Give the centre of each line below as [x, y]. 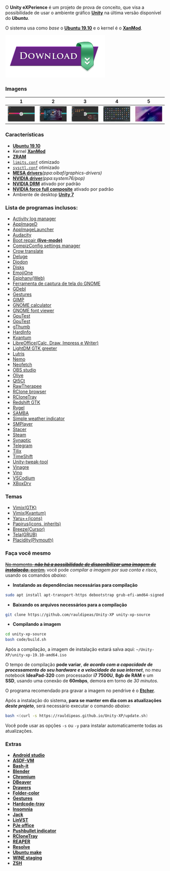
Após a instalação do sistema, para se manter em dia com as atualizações [83, 701]
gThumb [21, 327]
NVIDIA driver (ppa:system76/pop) [49, 178]
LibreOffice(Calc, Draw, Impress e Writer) [55, 343]
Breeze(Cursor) [29, 529]
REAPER [21, 842]
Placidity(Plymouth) [33, 540]
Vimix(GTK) [25, 507]
